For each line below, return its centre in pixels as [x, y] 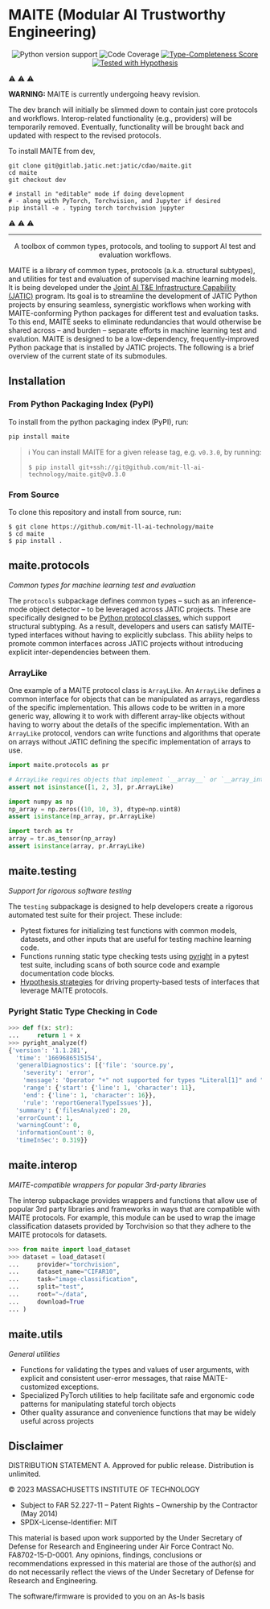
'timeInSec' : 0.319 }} [52, 1140]
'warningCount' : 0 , [48, 1126]
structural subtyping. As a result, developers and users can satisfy [118, 626]
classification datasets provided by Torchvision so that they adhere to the [130, 1225]
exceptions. [80, 1387]
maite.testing [43, 871]
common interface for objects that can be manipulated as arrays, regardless [134, 699]
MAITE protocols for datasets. [58, 1234]
